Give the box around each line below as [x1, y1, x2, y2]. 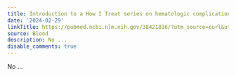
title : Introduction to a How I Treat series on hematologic [7, 10, 190, 18]
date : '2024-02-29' [7, 17, 65, 24]
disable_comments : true [7, 43, 77, 50]
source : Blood [7, 30, 49, 37]
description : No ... [7, 37, 68, 44]
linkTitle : [7, 23, 39, 30]
